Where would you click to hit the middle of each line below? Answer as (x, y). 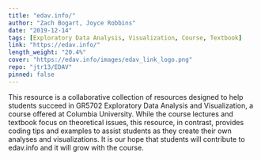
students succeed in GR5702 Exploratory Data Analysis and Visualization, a (131, 105)
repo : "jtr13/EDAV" (40, 67)
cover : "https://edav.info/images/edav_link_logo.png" (100, 60)
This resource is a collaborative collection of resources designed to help (126, 97)
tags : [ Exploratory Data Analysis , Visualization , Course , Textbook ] (125, 38)
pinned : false (32, 74)
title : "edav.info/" (42, 15)
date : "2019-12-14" (40, 30)
